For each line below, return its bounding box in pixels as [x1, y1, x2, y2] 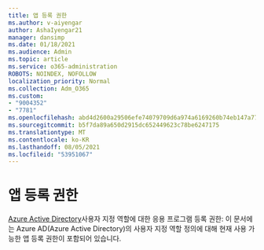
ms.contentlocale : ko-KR [8, 135, 90, 144]
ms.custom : [8, 92, 44, 100]
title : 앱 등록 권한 [8, 11, 68, 20]
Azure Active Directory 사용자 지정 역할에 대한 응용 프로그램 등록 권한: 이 [8, 214, 233, 224]
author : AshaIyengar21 [8, 26, 82, 34]
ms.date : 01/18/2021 [8, 41, 76, 49]
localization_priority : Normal [8, 77, 111, 85]
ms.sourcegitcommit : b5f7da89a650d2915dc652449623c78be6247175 [8, 121, 220, 129]
